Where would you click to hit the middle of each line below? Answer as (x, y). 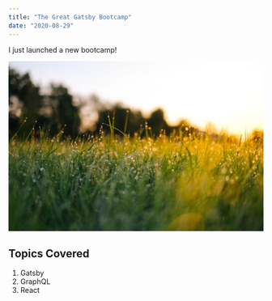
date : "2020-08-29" (41, 25)
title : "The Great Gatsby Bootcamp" (70, 17)
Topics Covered (49, 254)
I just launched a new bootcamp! (63, 49)
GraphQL (35, 282)
